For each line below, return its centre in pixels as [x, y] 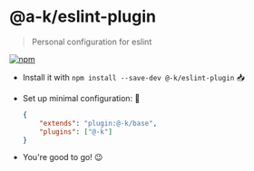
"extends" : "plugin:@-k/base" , [98, 123]
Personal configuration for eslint [92, 42]
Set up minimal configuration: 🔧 [81, 98]
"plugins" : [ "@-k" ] [76, 132]
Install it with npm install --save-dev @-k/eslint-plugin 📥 [133, 77]
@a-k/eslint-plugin [83, 17]
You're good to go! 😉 [63, 157]
